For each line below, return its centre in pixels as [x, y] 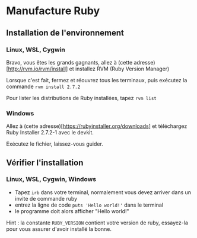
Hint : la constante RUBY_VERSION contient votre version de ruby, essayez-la [97, 223]
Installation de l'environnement [65, 33]
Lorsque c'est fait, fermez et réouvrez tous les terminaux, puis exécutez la [97, 80]
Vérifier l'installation [45, 163]
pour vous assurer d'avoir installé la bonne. [59, 229]
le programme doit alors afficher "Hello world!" [72, 211]
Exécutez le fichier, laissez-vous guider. [55, 144]
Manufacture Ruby [53, 11]
